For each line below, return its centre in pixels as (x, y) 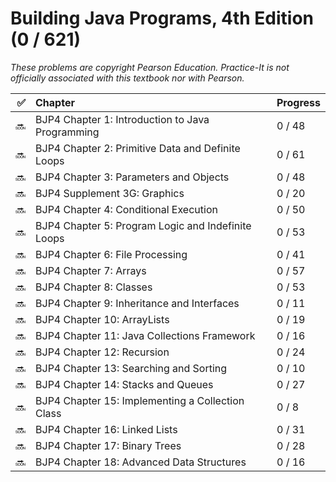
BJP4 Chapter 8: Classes (94, 287)
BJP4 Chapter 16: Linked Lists (106, 429)
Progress (298, 102)
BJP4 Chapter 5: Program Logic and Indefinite (143, 225)
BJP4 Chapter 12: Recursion (102, 352)
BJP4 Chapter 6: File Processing (111, 254)
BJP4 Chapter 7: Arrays (91, 270)
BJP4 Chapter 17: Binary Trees (108, 445)
